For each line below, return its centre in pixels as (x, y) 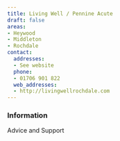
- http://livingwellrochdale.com (62, 91)
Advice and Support (36, 131)
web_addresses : (35, 85)
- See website (34, 65)
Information (27, 115)
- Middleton (24, 40)
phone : (23, 72)
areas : (17, 26)
